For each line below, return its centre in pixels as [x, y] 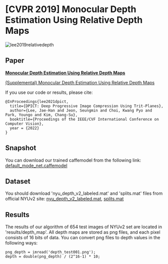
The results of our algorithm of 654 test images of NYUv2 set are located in [84, 227]
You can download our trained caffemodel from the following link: [73, 160]
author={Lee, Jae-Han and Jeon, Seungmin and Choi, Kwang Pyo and [81, 110]
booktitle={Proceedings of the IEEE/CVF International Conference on [84, 119]
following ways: [21, 243]
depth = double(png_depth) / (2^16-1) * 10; [53, 257]
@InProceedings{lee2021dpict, [37, 101]
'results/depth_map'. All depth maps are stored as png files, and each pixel [83, 232]
